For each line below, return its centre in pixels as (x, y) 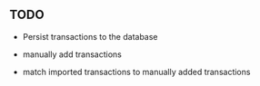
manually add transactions (72, 54)
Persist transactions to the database (90, 36)
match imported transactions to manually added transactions (136, 72)
